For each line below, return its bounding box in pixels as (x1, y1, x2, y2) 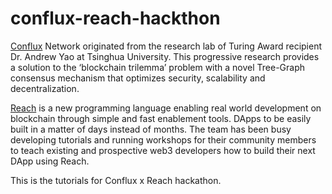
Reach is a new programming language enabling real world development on (10, 102, 322, 114)
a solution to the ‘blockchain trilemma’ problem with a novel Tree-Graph (10, 61, 306, 73)
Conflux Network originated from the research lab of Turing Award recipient (10, 40, 323, 52)
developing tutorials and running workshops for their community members (10, 133, 317, 146)
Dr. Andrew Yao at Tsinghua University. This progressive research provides (10, 50, 320, 62)
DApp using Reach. (10, 155, 90, 167)
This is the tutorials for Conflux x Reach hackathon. (10, 174, 222, 186)
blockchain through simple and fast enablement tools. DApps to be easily (10, 112, 312, 124)
